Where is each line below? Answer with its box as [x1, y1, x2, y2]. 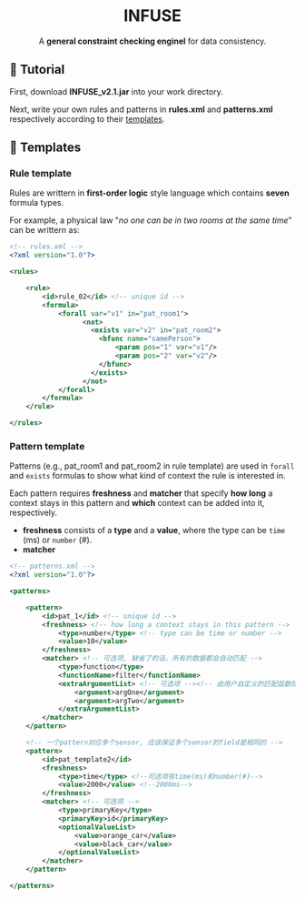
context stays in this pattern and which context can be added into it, [9, 498, 265, 509]
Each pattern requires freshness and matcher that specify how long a [9, 488, 273, 499]
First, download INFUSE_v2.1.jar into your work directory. [9, 86, 224, 96]
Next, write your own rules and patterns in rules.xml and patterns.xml [9, 104, 273, 115]
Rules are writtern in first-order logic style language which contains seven [9, 187, 290, 198]
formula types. [9, 197, 64, 208]
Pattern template [9, 439, 85, 452]
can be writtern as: [9, 225, 80, 236]
